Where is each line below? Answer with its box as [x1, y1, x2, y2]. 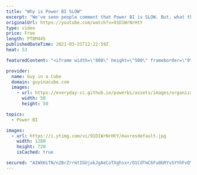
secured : [6, 160, 28, 166]
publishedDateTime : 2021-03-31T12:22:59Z [6, 42, 109, 48]
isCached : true [16, 149, 54, 156]
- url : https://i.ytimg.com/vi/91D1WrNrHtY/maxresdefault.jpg [11, 133, 167, 139]
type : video [6, 25, 35, 31]
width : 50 [21, 95, 46, 102]
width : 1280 [16, 139, 46, 144]
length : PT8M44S [6, 36, 46, 42]
